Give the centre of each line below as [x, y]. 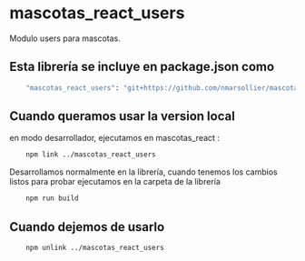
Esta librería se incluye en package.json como [142, 67]
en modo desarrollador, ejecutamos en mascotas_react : [115, 138]
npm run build [52, 198]
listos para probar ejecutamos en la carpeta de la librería [115, 182]
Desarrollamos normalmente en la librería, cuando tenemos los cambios [144, 172]
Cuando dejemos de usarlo [87, 227]
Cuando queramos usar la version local [123, 116]
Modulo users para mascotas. [65, 38]
